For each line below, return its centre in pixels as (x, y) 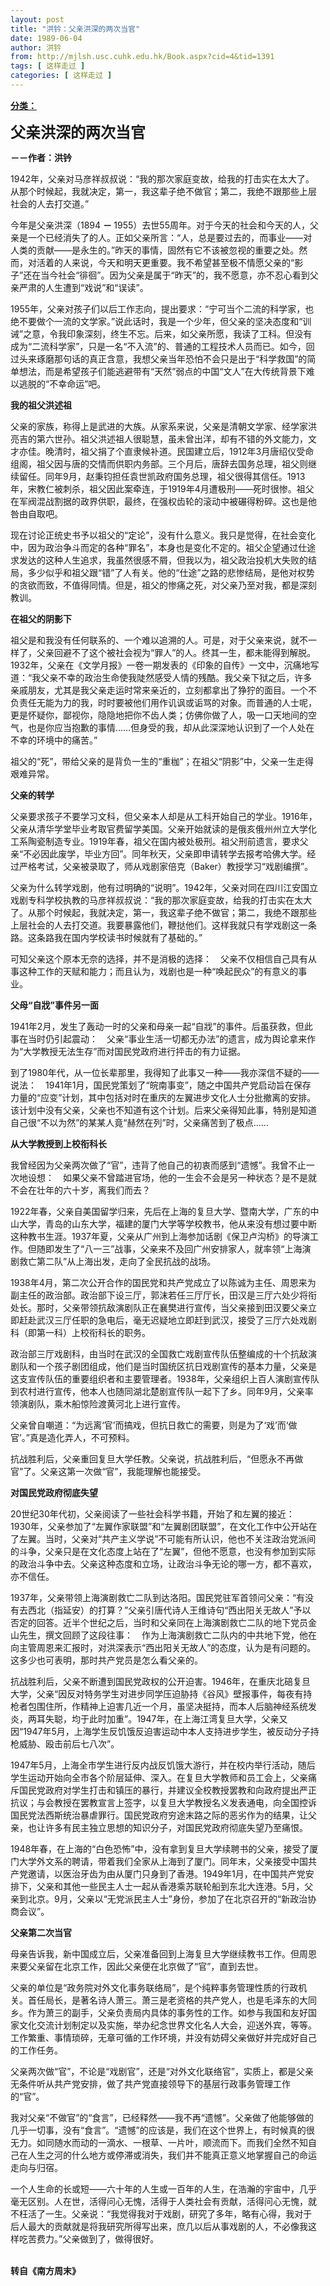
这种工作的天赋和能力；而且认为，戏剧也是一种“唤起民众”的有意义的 (158, 971)
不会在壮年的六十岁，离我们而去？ (80, 1190)
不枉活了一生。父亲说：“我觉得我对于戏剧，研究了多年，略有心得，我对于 (161, 2213)
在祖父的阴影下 (41, 618)
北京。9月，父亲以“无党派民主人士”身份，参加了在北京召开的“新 (159, 1898)
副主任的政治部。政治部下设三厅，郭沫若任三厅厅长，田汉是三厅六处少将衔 (163, 1295)
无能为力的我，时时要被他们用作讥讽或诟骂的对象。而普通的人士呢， (176, 702)
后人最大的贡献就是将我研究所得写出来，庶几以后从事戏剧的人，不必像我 (159, 2226)
